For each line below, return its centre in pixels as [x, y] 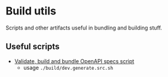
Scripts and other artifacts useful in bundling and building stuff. [84, 28]
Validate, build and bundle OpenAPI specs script [74, 61]
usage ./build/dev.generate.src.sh [68, 67]
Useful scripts [33, 47]
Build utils [31, 11]
